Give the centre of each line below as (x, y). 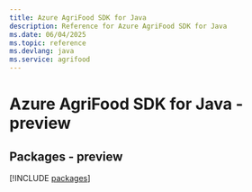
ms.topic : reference (48, 43)
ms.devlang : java (42, 51)
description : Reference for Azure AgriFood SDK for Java (118, 26)
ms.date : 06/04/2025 (48, 34)
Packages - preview (66, 156)
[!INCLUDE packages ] (50, 178)
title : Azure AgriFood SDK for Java (78, 18)
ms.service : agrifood (50, 59)
